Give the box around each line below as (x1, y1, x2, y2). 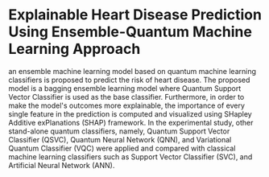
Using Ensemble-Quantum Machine (8, 23, 252, 41)
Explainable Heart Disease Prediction (8, 6, 262, 24)
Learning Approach (8, 40, 141, 58)
